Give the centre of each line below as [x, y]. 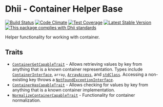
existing [20, 79]
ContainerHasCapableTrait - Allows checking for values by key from [80, 85]
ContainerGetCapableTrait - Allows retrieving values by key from [77, 64]
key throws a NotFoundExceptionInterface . [71, 79]
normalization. [27, 100]
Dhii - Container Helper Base [64, 9]
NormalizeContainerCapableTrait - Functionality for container [73, 95]
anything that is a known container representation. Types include [77, 69]
